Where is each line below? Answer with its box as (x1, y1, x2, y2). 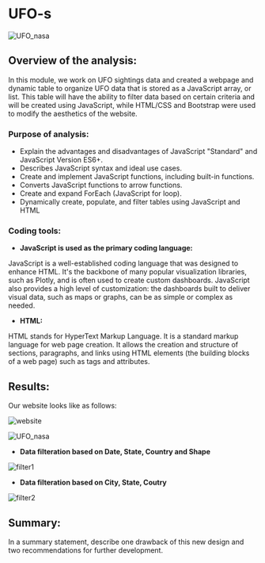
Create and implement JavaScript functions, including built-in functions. (19, 172, 255, 182)
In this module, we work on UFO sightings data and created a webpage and (8, 75, 254, 84)
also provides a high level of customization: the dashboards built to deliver (8, 284, 251, 293)
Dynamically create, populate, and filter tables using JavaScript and (19, 197, 240, 207)
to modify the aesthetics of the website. (8, 109, 138, 118)
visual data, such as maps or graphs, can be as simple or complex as (8, 293, 233, 302)
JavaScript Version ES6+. (19, 155, 104, 165)
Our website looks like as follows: (8, 401, 117, 411)
